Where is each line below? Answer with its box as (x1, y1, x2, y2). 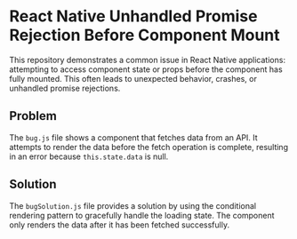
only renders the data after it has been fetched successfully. (9, 219, 229, 230)
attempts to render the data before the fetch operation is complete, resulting (9, 141, 289, 152)
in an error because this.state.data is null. (9, 151, 169, 162)
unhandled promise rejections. (9, 83, 121, 93)
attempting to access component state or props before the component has (9, 64, 283, 75)
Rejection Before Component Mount (9, 25, 280, 45)
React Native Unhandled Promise (9, 6, 258, 27)
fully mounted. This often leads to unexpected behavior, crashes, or (9, 73, 258, 84)
